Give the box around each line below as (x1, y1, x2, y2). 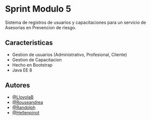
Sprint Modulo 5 (5, 3, 72, 15)
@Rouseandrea (12, 99, 43, 105)
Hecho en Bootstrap (12, 62, 53, 68)
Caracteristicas (5, 39, 53, 47)
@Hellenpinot (12, 109, 40, 115)
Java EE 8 (12, 67, 33, 73)
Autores (5, 81, 30, 89)
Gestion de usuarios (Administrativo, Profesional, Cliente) (12, 51, 128, 57)
